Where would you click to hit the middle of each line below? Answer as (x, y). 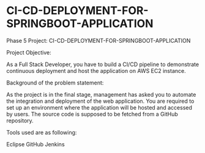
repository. (20, 121)
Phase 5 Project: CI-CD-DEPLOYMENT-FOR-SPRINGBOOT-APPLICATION (99, 40)
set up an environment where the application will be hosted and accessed (99, 107)
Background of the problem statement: (55, 83)
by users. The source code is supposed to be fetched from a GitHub (92, 114)
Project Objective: (29, 52)
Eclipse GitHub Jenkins (36, 144)
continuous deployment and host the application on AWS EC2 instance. (96, 70)
